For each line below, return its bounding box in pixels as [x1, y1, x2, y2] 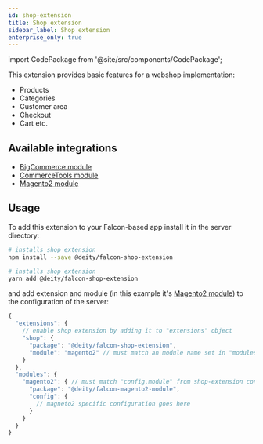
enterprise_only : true [8, 33, 82, 42]
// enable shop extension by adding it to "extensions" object [22, 327, 233, 335]
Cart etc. [19, 118, 49, 128]
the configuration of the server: [8, 297, 110, 307]
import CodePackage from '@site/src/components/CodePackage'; [8, 55, 223, 64]
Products [19, 86, 49, 95]
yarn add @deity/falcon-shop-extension [8, 275, 139, 282]
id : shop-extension [8, 11, 72, 20]
